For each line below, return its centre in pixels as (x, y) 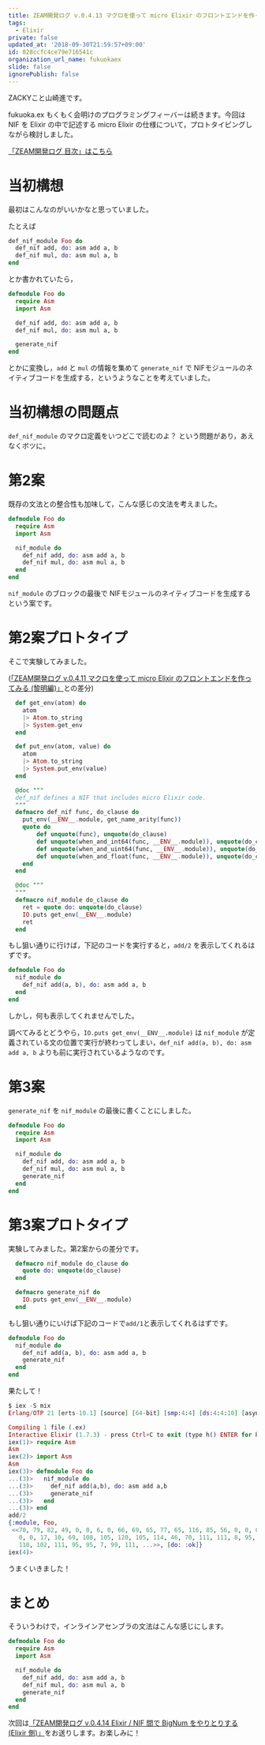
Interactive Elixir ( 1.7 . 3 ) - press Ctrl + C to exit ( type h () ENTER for (130, 1435)
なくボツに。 (29, 446)
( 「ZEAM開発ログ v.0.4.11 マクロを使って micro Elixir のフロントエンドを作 (127, 678)
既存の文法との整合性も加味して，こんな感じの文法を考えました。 (115, 504)
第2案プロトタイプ (68, 638)
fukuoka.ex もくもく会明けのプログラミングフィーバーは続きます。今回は (127, 114)
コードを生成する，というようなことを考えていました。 (125, 378)
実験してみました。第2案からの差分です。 (76, 1248)
